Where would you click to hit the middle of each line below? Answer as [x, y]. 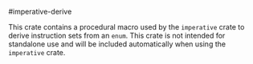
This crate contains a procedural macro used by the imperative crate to [126, 27]
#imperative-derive [40, 12]
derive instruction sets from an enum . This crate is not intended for [117, 36]
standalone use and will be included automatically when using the [117, 44]
